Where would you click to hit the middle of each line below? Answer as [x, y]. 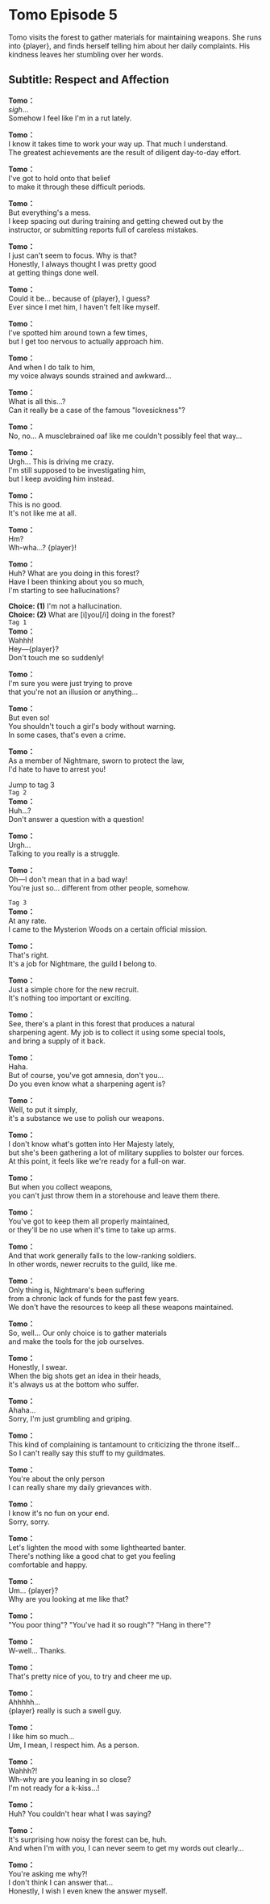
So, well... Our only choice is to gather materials [88, 1333]
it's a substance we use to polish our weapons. [86, 1118]
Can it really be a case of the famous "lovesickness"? [97, 410]
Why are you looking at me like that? [69, 1599]
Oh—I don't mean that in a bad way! [68, 879]
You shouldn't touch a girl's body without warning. [92, 726]
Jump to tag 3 [31, 785]
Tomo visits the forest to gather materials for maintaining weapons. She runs [135, 37]
